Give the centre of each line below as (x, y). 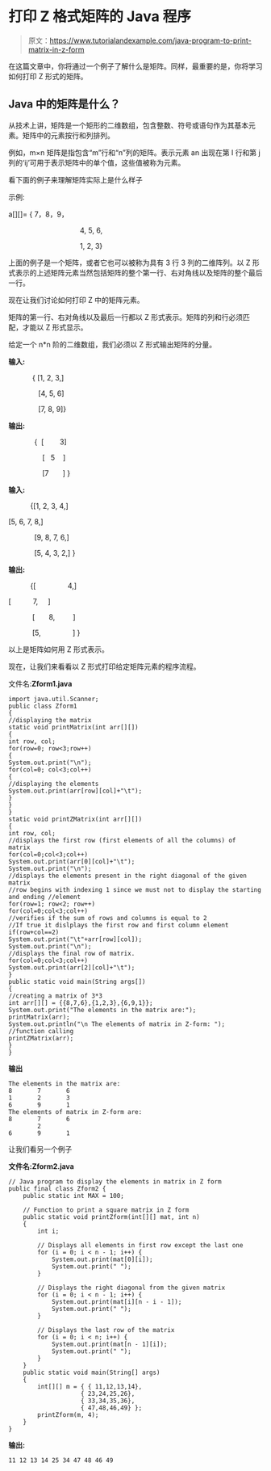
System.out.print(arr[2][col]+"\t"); (72, 967)
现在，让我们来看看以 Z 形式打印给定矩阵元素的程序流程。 (104, 666)
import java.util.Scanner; (54, 699)
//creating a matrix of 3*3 (56, 996)
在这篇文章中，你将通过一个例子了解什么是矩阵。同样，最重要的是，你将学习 (135, 66)
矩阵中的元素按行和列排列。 (68, 135)
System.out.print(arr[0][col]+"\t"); (72, 861)
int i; (48, 1231)
